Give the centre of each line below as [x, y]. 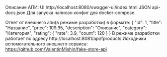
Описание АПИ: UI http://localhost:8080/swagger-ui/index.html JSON [78, 7]
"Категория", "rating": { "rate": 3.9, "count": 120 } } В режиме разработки [82, 33]
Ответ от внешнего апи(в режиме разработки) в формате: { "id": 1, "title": [84, 22]
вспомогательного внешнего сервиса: [47, 44]
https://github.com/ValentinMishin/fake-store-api [56, 49]
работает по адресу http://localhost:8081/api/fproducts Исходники [76, 38]
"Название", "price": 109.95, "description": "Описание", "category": [76, 28]
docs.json [15, 13]
